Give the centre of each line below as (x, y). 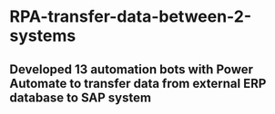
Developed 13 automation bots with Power (131, 69)
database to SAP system (81, 97)
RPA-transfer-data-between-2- (131, 17)
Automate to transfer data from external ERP (138, 83)
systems (43, 36)
